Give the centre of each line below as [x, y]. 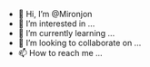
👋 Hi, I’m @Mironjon [55, 14]
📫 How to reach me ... [60, 53]
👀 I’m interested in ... [56, 24]
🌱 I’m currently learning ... [66, 33]
